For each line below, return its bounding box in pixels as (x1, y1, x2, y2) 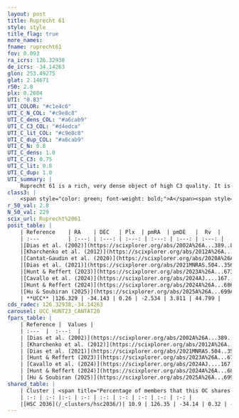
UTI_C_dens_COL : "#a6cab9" (7, 116, 87, 123)
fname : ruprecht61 (7, 43, 62, 50)
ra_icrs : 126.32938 (7, 57, 65, 64)
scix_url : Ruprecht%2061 (7, 215, 81, 223)
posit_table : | (7, 222, 53, 229)
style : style (7, 23, 46, 31)
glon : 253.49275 (7, 70, 55, 77)
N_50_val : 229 (7, 209, 50, 216)
